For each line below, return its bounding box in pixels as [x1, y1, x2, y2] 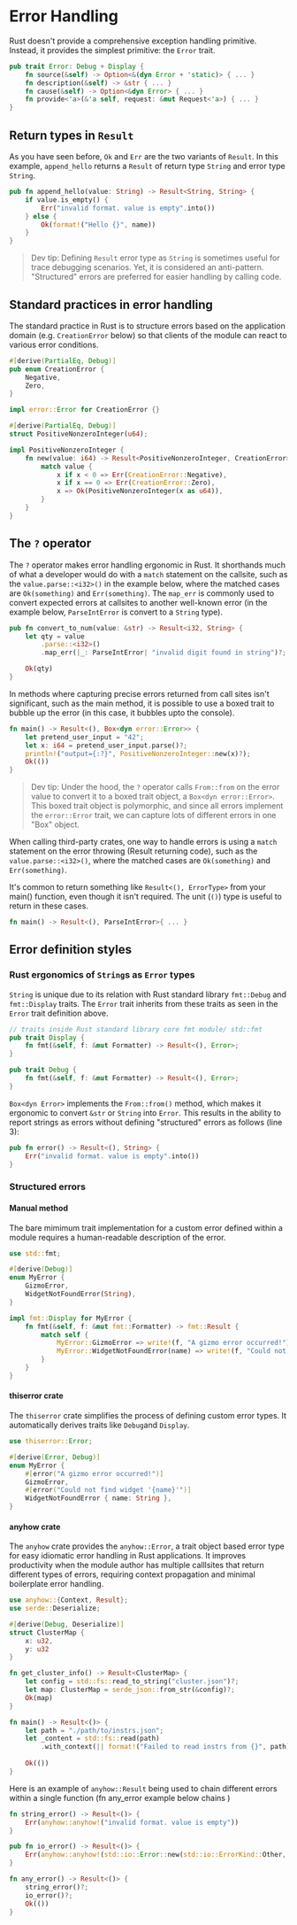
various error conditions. [9, 339, 99, 350]
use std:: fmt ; [9, 1249, 62, 1258]
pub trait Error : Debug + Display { [9, 62, 144, 71]
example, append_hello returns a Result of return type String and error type [9, 161, 286, 171]
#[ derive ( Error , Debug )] [9, 1452, 101, 1462]
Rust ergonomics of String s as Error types [9, 969, 195, 981]
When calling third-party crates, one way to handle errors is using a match [9, 837, 278, 847]
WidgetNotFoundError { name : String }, [25, 1494, 172, 1503]
